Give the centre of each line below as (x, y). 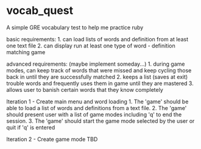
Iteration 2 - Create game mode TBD (52, 139)
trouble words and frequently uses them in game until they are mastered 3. (100, 83)
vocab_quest (40, 11)
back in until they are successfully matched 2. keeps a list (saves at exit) (97, 77)
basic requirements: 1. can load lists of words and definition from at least (97, 39)
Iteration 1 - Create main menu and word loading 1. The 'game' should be (97, 102)
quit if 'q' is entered (31, 127)
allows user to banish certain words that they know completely (85, 89)
